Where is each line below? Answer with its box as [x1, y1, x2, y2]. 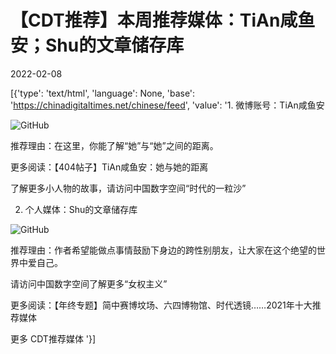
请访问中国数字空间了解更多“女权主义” [10, 277, 168, 290]
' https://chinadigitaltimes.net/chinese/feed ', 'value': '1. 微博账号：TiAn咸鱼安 [10, 99, 325, 111]
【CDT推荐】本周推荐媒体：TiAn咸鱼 [10, 9, 316, 32]
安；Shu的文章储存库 [10, 34, 185, 57]
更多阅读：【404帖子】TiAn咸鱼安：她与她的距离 [10, 161, 209, 173]
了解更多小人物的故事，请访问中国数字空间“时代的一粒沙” [10, 182, 247, 194]
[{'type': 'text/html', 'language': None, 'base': [10, 87, 196, 99]
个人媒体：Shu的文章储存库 [24, 203, 138, 215]
